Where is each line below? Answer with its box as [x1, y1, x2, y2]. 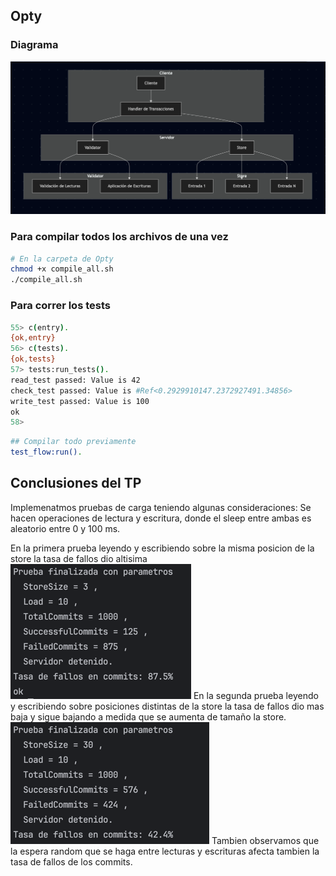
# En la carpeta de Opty [10, 254, 114, 264]
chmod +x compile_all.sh [10, 264, 114, 274]
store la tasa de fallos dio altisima [10, 552, 148, 564]
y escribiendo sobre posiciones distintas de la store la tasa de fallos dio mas [10, 700, 325, 712]
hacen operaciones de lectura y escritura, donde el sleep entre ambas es [10, 512, 312, 524]
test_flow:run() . [10, 447, 83, 458]
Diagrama [10, 38, 59, 52]
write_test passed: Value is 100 [10, 396, 150, 406]
